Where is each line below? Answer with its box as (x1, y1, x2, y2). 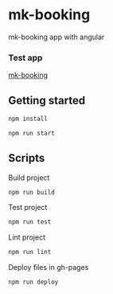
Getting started (8, 94, 86, 107)
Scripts (8, 151, 45, 165)
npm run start (8, 129, 56, 137)
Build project (8, 172, 50, 182)
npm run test (8, 218, 52, 226)
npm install (8, 115, 48, 123)
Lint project (8, 232, 46, 242)
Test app (8, 52, 43, 63)
